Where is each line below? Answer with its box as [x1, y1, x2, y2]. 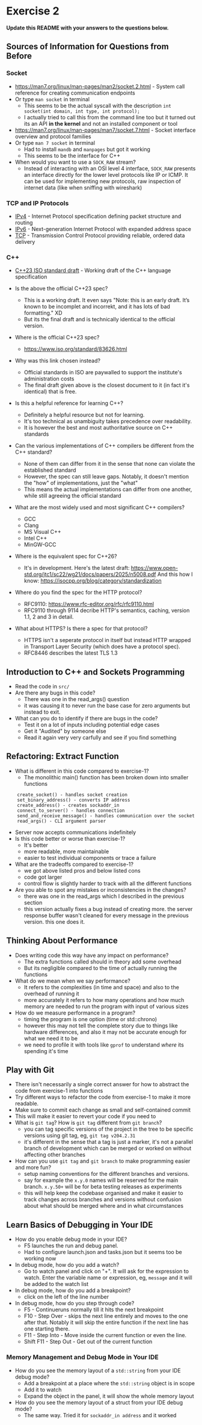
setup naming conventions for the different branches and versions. [23, 1170, 189, 1178]
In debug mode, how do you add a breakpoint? [14, 1287, 131, 1294]
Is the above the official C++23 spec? [14, 285, 108, 292]
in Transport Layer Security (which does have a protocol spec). [23, 643, 180, 651]
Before [6, 51, 32, 61]
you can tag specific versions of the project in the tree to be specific [23, 1125, 194, 1133]
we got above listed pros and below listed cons [23, 867, 141, 874]
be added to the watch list [23, 1281, 89, 1288]
